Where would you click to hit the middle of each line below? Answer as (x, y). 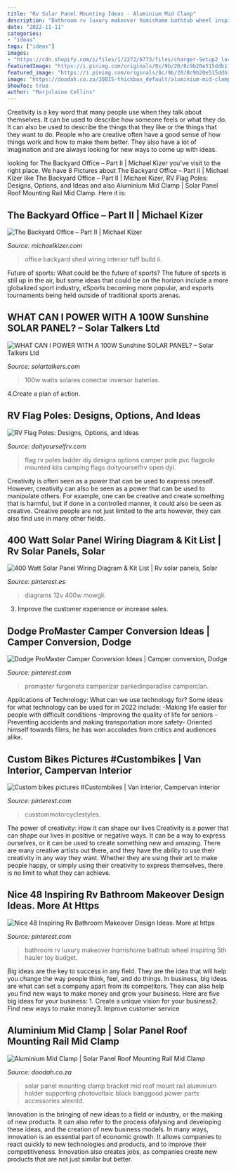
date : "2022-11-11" (36, 27)
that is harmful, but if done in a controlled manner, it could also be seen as (114, 503)
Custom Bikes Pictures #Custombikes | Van (104, 759)
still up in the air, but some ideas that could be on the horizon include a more (118, 280)
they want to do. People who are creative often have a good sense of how (114, 135)
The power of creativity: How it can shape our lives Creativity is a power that (118, 828)
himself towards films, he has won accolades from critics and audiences (112, 730)
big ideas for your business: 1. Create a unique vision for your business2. (112, 1001)
